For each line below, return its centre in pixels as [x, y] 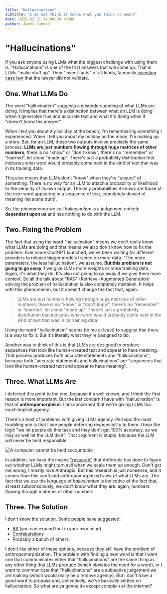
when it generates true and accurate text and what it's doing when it [75, 116]
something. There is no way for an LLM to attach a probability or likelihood [82, 183]
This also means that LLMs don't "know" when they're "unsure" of [73, 178]
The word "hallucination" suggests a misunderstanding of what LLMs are [80, 106]
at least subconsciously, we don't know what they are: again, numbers [77, 486]
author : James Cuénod [28, 24]
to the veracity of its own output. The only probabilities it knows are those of [83, 188]
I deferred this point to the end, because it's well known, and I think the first [83, 394]
